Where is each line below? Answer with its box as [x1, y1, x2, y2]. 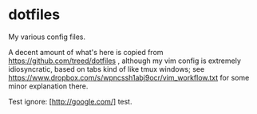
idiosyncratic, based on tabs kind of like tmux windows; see [8, 64, 205, 73]
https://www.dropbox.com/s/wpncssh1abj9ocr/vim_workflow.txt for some [8, 73, 250, 82]
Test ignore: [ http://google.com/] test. [8, 96, 132, 106]
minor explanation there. [8, 81, 89, 91]
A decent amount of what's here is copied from [8, 47, 164, 57]
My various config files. [8, 32, 86, 41]
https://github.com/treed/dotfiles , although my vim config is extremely [8, 56, 242, 65]
